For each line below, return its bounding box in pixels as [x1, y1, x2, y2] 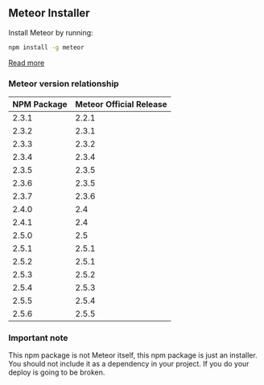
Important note [8, 332, 68, 343]
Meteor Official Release [75, 98, 167, 109]
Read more [8, 58, 45, 68]
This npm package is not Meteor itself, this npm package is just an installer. [8, 350, 258, 360]
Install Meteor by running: [8, 27, 94, 37]
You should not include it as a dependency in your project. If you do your [8, 359, 250, 369]
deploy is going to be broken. [8, 367, 105, 377]
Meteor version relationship [8, 78, 119, 89]
